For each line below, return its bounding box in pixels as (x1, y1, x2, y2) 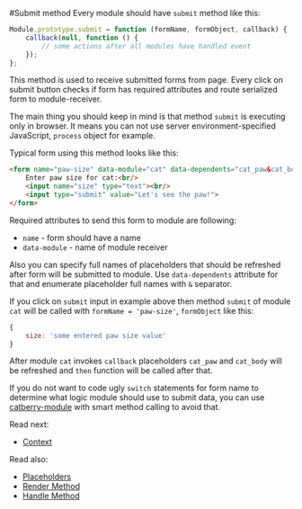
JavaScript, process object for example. (9, 130, 155, 141)
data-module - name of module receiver (22, 242, 168, 253)
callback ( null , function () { (25, 33, 139, 42)
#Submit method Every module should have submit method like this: (9, 8, 261, 18)
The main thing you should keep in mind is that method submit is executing (9, 112, 286, 122)
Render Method (22, 481, 81, 492)
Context (22, 436, 52, 448)
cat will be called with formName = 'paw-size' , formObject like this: (9, 305, 254, 316)
